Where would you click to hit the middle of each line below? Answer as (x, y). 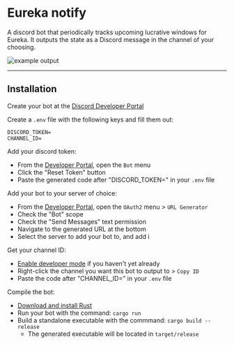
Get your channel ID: (37, 250)
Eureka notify (47, 13)
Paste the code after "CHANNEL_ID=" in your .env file (94, 278)
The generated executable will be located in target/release (113, 334)
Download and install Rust (55, 305)
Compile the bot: (31, 292)
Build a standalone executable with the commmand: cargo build (109, 320)
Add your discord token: (42, 151)
